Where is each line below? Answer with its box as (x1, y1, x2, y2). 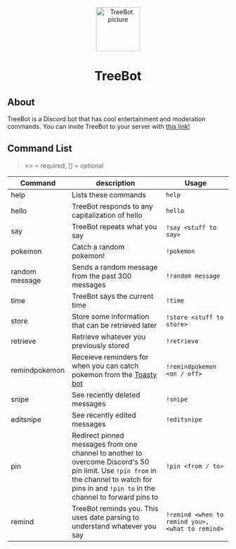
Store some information (72, 311, 150, 321)
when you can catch (72, 361, 139, 371)
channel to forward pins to (72, 492, 159, 502)
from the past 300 (72, 271, 132, 280)
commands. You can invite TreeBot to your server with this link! (7, 123, 190, 130)
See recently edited (72, 410, 136, 420)
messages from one (72, 439, 138, 449)
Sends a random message (72, 262, 158, 272)
